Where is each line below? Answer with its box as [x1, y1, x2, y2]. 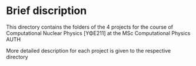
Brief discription [6, 4, 87, 18]
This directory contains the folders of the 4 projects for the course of [6, 23, 174, 30]
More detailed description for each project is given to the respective [6, 47, 171, 54]
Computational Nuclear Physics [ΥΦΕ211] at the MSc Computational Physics [6, 29, 191, 36]
